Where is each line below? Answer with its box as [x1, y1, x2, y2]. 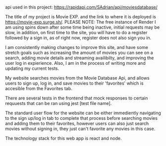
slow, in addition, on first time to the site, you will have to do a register [5, 30, 148, 35]
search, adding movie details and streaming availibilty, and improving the [5, 55, 154, 61]
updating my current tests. [5, 65, 59, 71]
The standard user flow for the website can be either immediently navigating [5, 110, 161, 116]
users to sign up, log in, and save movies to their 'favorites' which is [5, 80, 144, 86]
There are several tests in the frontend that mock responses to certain [5, 95, 148, 101]
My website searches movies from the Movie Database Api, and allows [5, 75, 150, 81]
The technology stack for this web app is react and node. [5, 136, 122, 141]
